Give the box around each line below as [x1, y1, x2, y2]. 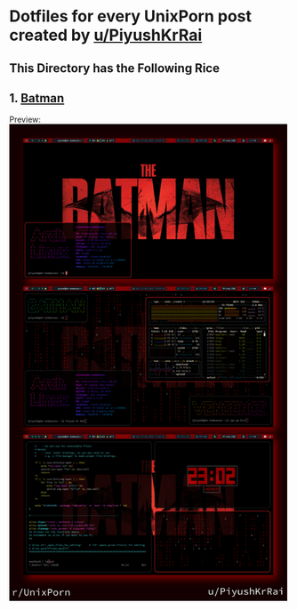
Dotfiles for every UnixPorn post [9, 6, 252, 27]
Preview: [9, 114, 42, 125]
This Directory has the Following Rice [9, 60, 221, 76]
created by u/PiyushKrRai [9, 25, 203, 45]
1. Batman [9, 91, 65, 106]
